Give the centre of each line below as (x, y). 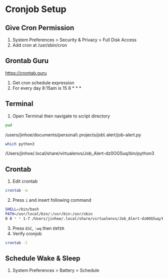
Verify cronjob (27, 233)
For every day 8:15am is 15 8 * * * (47, 88)
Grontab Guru (27, 61)
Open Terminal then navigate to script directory (61, 116)
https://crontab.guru (26, 73)
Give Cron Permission (40, 28)
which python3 (20, 144)
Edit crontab (25, 181)
